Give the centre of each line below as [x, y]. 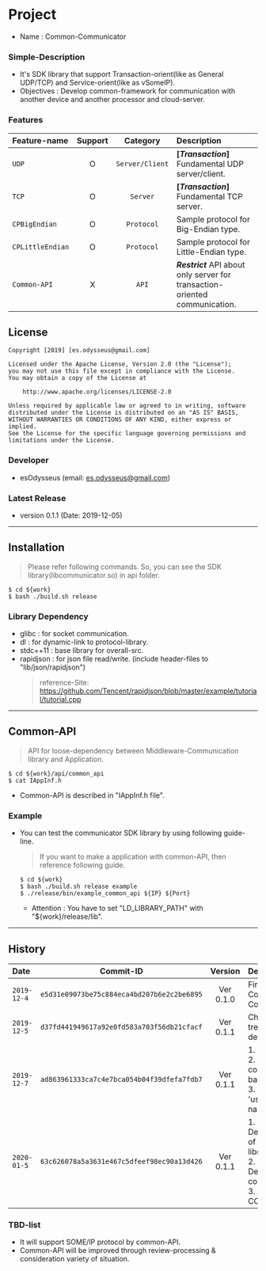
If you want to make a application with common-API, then [133, 857]
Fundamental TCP [210, 196]
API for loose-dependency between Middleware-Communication [133, 750]
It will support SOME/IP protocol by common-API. [100, 1242]
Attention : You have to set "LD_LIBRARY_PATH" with [117, 909]
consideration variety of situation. [74, 1259]
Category [142, 140]
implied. [23, 427]
